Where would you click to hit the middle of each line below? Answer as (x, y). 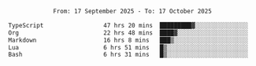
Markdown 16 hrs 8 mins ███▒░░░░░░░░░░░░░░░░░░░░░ (128, 40)
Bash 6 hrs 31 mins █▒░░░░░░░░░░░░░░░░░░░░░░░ (128, 55)
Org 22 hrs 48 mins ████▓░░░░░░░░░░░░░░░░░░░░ (128, 33)
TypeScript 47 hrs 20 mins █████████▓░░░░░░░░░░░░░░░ (128, 25)
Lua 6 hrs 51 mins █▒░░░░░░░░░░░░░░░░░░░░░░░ (128, 47)
